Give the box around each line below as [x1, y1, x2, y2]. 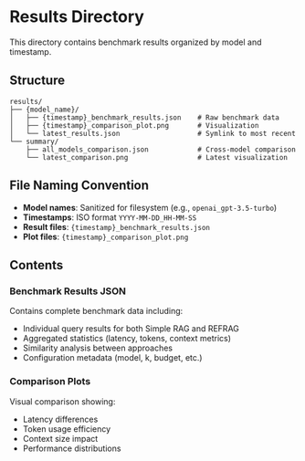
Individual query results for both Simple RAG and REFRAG [22, 323, 240, 334]
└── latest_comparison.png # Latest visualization [26, 152, 288, 162]
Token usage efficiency [22, 423, 111, 435]
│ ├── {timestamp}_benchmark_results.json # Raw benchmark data [9, 112, 280, 122]
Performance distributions [22, 443, 121, 454]
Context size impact [22, 433, 99, 444]
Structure [9, 73, 66, 89]
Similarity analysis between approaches [22, 342, 174, 353]
